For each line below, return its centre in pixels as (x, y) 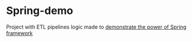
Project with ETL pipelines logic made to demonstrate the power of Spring (96, 27)
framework (20, 33)
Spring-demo (40, 11)
